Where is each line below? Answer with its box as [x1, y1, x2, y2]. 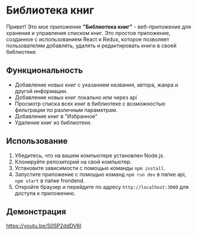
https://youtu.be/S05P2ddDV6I [6, 223, 82, 230]
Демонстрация [6, 207, 66, 217]
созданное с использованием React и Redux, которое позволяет [6, 36, 170, 43]
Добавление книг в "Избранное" [14, 112, 98, 120]
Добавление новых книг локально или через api [14, 94, 137, 101]
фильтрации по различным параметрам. [14, 106, 118, 113]
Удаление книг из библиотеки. [14, 119, 92, 126]
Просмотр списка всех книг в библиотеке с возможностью [14, 100, 166, 107]
